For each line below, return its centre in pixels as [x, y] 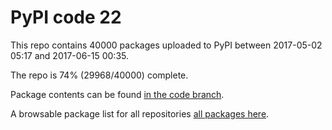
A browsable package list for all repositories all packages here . [140, 113]
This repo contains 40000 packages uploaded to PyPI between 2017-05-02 [166, 45]
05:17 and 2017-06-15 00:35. [69, 55]
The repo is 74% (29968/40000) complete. [99, 75]
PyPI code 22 [66, 17]
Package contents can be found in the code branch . [117, 94]
